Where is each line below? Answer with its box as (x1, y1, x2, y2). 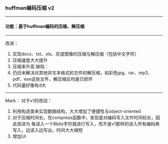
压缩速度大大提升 (12, 57, 48, 63)
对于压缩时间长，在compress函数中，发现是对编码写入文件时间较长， (12, 114, 156, 120)
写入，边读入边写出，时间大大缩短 (12, 127, 83, 133)
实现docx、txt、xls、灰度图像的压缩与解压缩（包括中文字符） (12, 51, 139, 57)
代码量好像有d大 (12, 82, 46, 88)
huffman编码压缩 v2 (5, 4, 54, 11)
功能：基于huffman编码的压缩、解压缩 (5, 23, 85, 29)
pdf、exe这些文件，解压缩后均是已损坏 (12, 76, 93, 82)
